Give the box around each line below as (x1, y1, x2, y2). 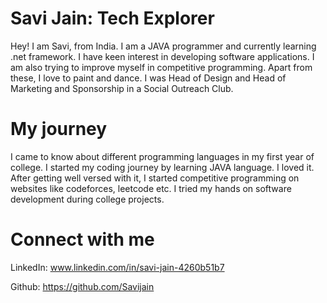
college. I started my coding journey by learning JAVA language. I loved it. (10, 161, 315, 173)
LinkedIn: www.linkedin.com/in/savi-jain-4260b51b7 (10, 261, 225, 273)
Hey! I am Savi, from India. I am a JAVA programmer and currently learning (10, 40, 317, 52)
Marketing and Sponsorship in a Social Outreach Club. (10, 82, 234, 94)
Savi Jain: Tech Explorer (10, 7, 215, 30)
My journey (10, 118, 108, 141)
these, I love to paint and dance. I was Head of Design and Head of (10, 72, 287, 84)
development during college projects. (10, 193, 165, 205)
